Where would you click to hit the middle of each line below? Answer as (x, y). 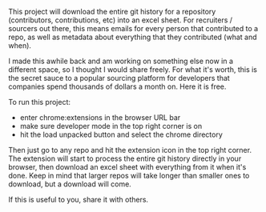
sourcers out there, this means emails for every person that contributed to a (133, 28)
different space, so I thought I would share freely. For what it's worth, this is (133, 70)
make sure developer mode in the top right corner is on (111, 126)
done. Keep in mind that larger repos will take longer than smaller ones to (129, 176)
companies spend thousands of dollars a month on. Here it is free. (117, 86)
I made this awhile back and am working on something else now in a (121, 61)
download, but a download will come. (70, 184)
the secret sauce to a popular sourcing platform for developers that (119, 78)
